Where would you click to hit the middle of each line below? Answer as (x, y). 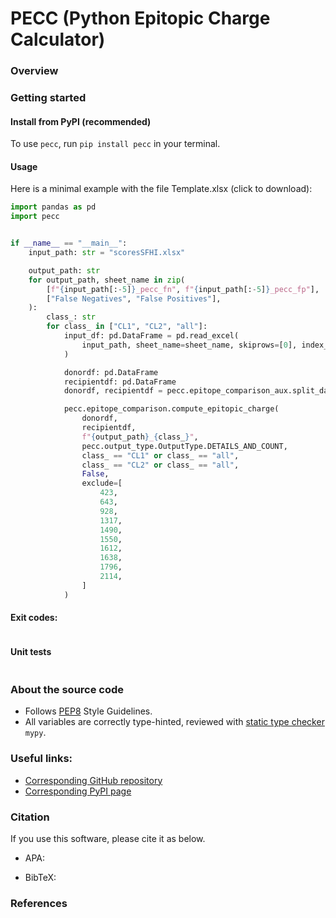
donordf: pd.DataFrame (111, 372)
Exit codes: (34, 618)
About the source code (67, 690)
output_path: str (64, 270)
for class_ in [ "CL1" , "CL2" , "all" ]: (127, 327)
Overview (34, 71)
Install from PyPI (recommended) (81, 121)
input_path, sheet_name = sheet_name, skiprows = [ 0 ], (189, 345)
